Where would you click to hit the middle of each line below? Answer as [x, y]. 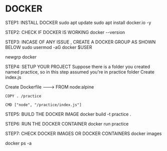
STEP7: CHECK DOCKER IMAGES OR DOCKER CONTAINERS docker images [83, 133]
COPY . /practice [23, 96]
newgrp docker [21, 57]
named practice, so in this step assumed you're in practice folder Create [80, 72]
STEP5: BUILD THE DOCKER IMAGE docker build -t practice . [68, 114]
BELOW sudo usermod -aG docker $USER [49, 47]
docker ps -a [18, 143]
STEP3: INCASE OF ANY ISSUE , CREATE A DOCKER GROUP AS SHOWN [80, 42]
